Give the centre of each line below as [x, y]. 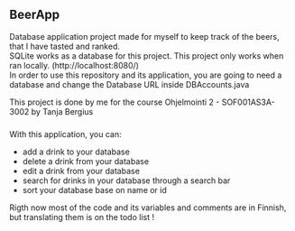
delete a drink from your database [86, 161]
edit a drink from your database [81, 171]
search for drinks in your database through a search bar [126, 180]
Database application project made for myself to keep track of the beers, [144, 36]
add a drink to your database [76, 152]
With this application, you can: [65, 134]
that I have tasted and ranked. [65, 46]
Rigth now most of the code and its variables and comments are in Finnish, [148, 208]
